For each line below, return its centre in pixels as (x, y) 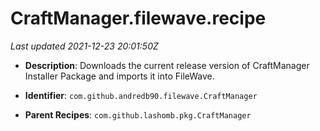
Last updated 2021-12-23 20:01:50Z (84, 46)
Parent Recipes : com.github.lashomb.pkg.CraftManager (138, 114)
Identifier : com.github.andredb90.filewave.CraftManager (141, 95)
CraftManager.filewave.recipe (138, 18)
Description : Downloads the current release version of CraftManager (167, 65)
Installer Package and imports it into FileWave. (119, 76)
